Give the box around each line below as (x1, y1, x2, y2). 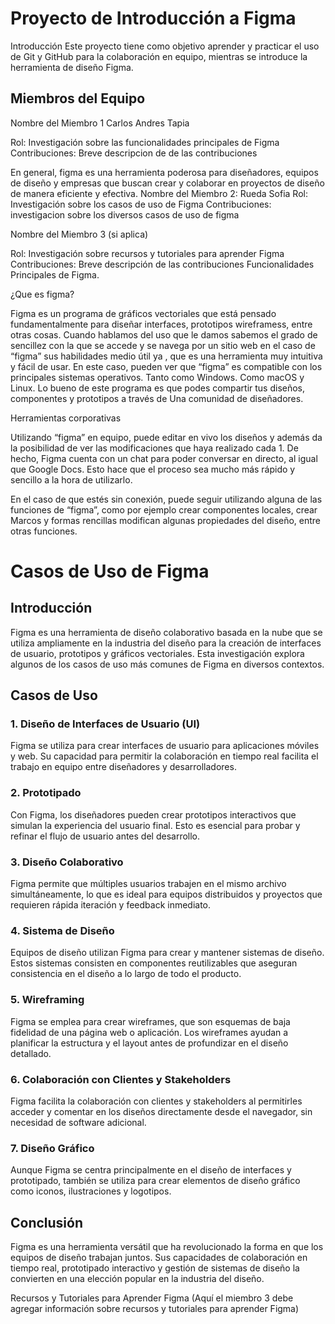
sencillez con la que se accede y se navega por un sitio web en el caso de (10, 339, 316, 351)
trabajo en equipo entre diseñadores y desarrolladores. (10, 761, 237, 773)
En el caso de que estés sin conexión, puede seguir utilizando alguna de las (10, 493, 323, 505)
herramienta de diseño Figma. (10, 61, 134, 73)
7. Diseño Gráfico (10, 1141, 95, 1155)
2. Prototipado (10, 786, 82, 800)
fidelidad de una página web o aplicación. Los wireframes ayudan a (10, 1026, 289, 1038)
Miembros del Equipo (10, 90, 146, 107)
